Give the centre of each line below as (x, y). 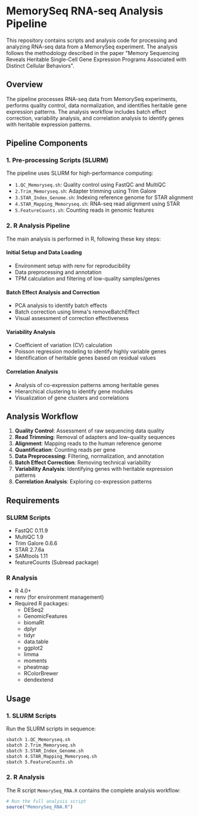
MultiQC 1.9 (29, 537)
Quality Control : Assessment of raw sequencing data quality (89, 431)
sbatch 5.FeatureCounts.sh (40, 762)
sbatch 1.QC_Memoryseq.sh (38, 740)
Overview (25, 85)
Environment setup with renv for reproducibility (73, 266)
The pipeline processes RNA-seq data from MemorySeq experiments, (92, 99)
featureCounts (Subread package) (57, 562)
